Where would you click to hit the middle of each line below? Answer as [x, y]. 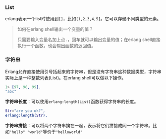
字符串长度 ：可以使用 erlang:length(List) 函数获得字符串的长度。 [72, 102]
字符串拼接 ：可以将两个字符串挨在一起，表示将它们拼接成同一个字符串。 [79, 126]
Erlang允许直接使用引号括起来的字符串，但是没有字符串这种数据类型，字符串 [83, 71]
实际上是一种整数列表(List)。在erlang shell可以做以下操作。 [66, 77]
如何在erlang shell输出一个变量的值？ [55, 29]
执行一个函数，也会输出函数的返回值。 [56, 46]
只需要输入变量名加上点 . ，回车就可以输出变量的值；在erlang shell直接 [89, 40]
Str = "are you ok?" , [25, 111]
